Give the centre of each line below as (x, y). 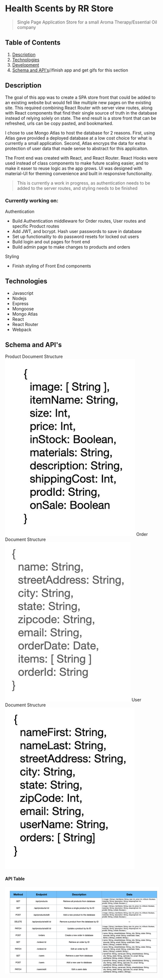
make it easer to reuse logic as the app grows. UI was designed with (74, 168)
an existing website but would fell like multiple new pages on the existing (78, 102)
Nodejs (19, 298)
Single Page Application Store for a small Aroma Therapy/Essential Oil (87, 22)
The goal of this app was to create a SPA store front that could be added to (80, 97)
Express (20, 303)
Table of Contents (33, 43)
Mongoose (23, 308)
